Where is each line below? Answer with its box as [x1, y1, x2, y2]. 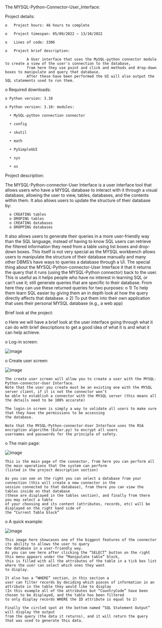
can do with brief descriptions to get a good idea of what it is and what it [5, 324, 150, 330]
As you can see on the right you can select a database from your [5, 476, 142, 481]
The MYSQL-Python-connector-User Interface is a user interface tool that [5, 182, 152, 187]
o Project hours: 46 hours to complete [5, 23, 90, 28]
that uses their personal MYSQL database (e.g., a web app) [5, 301, 123, 306]
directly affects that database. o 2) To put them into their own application [5, 295, 150, 301]
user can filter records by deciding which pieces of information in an [5, 580, 155, 585]
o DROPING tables [9, 216, 44, 221]
